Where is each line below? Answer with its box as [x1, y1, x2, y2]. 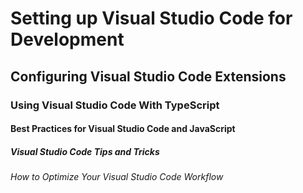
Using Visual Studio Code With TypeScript [10, 98, 220, 112]
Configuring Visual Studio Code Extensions [10, 68, 287, 85]
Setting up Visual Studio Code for [10, 7, 293, 30]
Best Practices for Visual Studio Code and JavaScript [10, 123, 236, 135]
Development [10, 28, 125, 51]
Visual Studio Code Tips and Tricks [10, 145, 160, 157]
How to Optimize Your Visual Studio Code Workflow [10, 171, 224, 183]
